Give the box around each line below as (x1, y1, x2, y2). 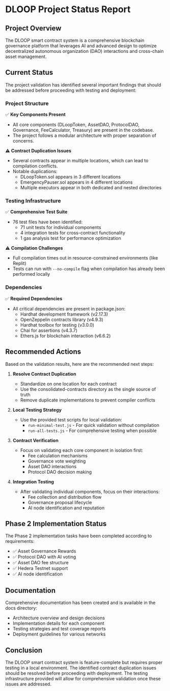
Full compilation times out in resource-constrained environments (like (12, 255, 158, 261)
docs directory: (5, 605, 37, 611)
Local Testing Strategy (12, 407, 62, 413)
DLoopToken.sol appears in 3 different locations (20, 174, 121, 180)
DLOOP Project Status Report (5, 4, 131, 15)
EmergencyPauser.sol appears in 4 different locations (20, 179, 133, 185)
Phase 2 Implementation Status (5, 519, 107, 528)
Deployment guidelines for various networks (12, 631, 106, 637)
